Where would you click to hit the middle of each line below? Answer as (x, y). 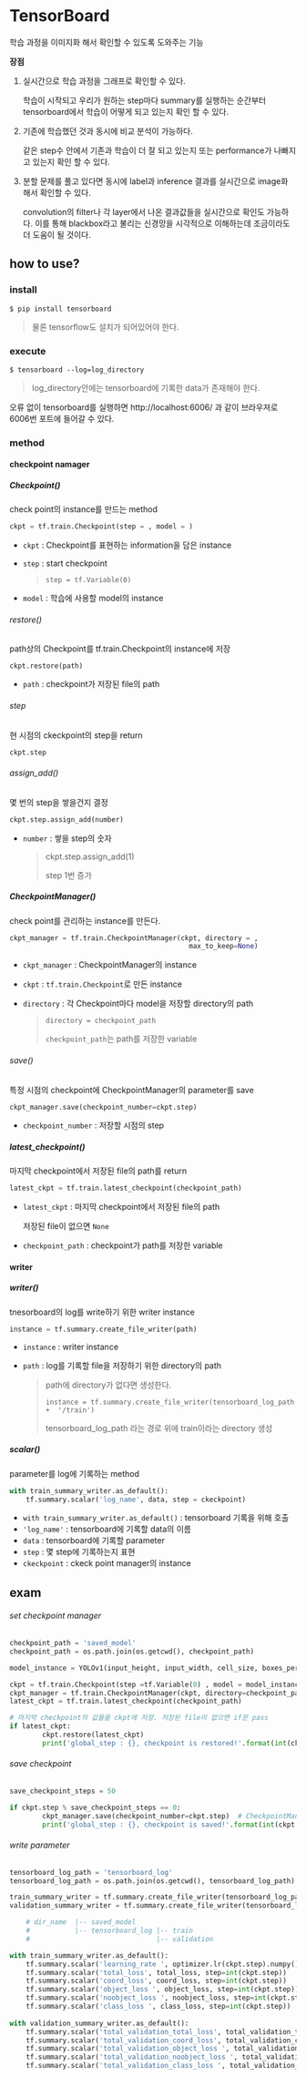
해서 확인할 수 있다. (56, 192)
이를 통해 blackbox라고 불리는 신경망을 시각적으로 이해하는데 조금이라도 (163, 223)
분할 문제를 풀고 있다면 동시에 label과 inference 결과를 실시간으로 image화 (155, 181)
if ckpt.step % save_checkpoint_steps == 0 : (95, 1808)
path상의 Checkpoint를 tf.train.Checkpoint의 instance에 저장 (120, 649)
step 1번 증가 (69, 875)
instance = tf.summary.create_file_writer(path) (103, 1329)
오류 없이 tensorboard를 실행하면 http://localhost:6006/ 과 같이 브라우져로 (144, 407)
